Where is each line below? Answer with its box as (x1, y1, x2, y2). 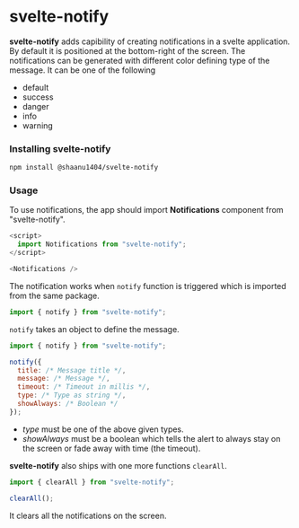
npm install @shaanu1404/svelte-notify (9, 163, 159, 172)
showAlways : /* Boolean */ (17, 400, 119, 409)
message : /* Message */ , (17, 374, 110, 383)
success (22, 92, 54, 102)
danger (22, 101, 49, 111)
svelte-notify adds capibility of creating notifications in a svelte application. (9, 36, 290, 47)
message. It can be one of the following (9, 65, 156, 75)
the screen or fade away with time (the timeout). (22, 443, 201, 453)
